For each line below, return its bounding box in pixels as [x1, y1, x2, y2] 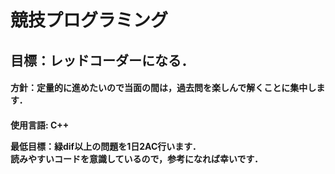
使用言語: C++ [10, 119, 70, 131]
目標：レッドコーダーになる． [10, 52, 195, 69]
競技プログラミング [10, 9, 169, 32]
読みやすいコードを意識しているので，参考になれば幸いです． [10, 152, 264, 165]
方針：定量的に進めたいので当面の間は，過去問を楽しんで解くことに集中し [10, 82, 317, 94]
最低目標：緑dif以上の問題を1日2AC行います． [10, 140, 202, 152]
